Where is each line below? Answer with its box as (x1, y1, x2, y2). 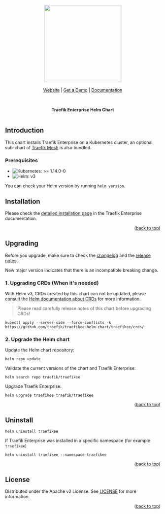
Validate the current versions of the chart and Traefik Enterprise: (5, 365, 136, 371)
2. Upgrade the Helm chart (5, 336, 70, 343)
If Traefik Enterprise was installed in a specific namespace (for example (5, 438, 151, 444)
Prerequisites (5, 157, 38, 164)
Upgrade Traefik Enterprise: (5, 383, 62, 389)
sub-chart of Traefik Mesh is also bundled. (5, 144, 92, 150)
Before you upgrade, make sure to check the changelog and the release (5, 252, 151, 258)
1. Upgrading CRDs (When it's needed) (5, 279, 99, 286)
